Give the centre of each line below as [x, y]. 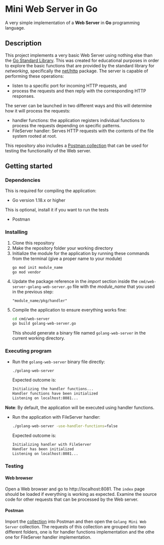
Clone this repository [33, 243]
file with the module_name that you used [114, 287]
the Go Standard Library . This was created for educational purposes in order [82, 60]
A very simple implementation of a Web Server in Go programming [72, 23]
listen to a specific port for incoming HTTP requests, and [69, 86]
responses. [23, 96]
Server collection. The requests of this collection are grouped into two [75, 526]
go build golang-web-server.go [44, 324]
